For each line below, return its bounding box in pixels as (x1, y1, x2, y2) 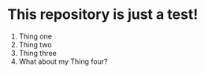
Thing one (18, 31, 53, 41)
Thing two (18, 39, 52, 49)
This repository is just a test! (7, 6, 199, 24)
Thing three (18, 48, 57, 57)
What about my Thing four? (18, 57, 108, 66)
